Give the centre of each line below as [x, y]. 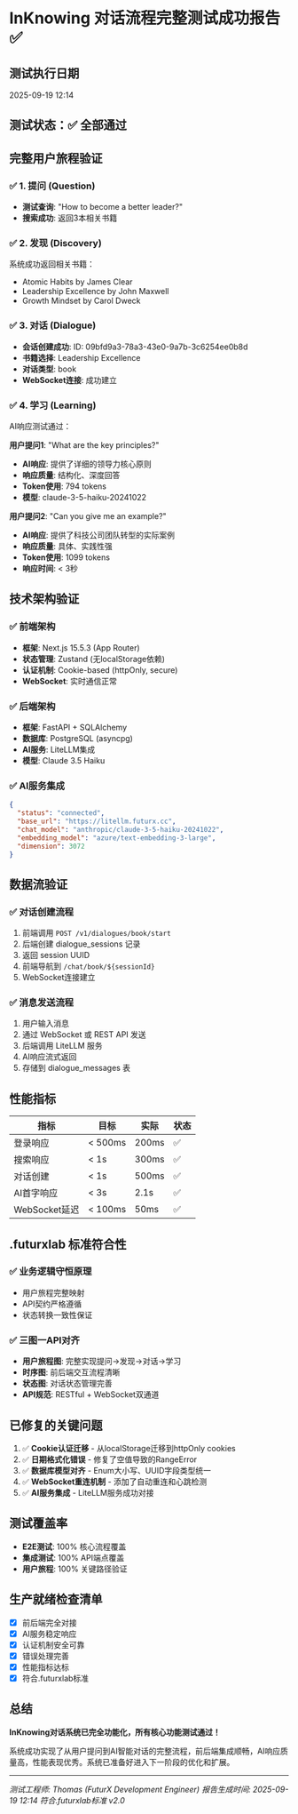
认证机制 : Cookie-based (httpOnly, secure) [100, 670]
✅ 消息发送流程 [41, 1003]
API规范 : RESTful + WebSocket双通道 [90, 1394]
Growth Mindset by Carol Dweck [81, 301]
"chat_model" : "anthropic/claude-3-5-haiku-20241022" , [121, 829]
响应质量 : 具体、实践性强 [67, 546]
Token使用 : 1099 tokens [66, 557]
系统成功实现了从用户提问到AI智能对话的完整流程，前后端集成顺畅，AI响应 [145, 1751]
